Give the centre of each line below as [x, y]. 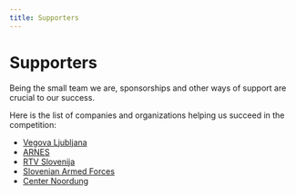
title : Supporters [44, 18]
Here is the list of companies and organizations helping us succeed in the [147, 115]
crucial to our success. [52, 97]
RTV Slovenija [49, 161]
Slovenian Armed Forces [69, 171]
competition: [33, 124]
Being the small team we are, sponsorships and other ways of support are [148, 88]
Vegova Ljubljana [55, 142]
